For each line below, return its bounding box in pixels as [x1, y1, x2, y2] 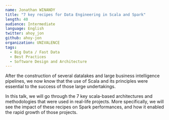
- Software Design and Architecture [10, 59, 87, 64]
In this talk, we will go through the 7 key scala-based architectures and [5, 93, 153, 99]
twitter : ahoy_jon [5, 31, 44, 36]
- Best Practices [10, 54, 47, 59]
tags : [5, 45, 17, 50]
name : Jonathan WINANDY [5, 7, 56, 13]
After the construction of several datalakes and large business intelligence [5, 73, 160, 79]
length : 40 [5, 17, 28, 22]
